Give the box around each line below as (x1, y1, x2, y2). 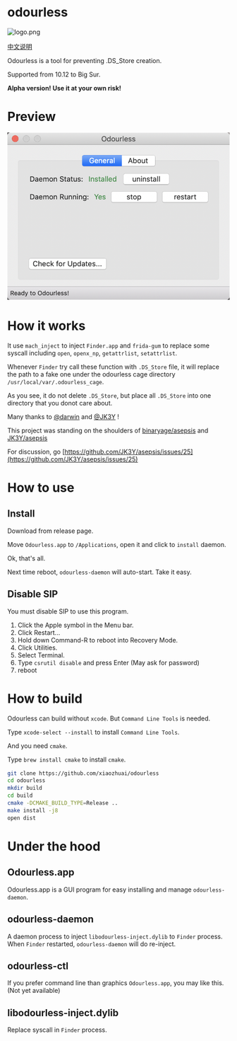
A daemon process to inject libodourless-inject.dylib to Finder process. (7, 932, 224, 941)
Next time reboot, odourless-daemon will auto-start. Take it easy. (7, 568, 192, 576)
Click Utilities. (17, 643, 58, 652)
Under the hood (7, 838, 101, 854)
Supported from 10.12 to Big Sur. (7, 70, 101, 79)
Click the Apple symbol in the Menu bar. (17, 621, 134, 629)
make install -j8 (7, 807, 59, 814)
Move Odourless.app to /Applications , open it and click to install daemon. (7, 540, 227, 548)
